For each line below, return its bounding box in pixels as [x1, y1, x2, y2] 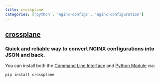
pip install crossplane [5, 73, 55, 78]
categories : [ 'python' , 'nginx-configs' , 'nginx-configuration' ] [5, 12, 144, 17]
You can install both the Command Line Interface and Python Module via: [5, 63, 156, 69]
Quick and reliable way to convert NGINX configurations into [5, 45, 155, 52]
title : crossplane [5, 7, 43, 12]
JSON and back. [5, 51, 45, 58]
